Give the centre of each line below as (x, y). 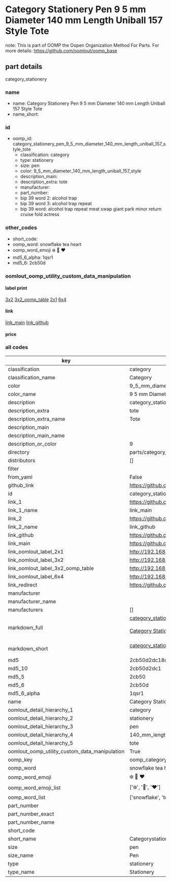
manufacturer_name (32, 601)
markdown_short (28, 648)
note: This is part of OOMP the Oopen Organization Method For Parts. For (82, 45)
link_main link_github (27, 322)
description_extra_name (36, 419)
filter (13, 469)
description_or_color (32, 444)
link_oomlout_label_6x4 (36, 576)
